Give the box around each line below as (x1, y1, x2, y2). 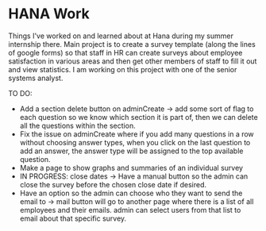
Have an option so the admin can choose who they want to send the (19, 188, 243, 198)
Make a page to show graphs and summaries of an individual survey (19, 163, 244, 172)
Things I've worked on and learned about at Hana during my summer (8, 31, 234, 40)
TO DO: (8, 88, 33, 98)
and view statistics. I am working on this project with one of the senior (8, 64, 237, 74)
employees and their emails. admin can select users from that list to (19, 205, 241, 214)
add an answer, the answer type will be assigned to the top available (19, 146, 244, 156)
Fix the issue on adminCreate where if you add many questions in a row (19, 129, 254, 139)
